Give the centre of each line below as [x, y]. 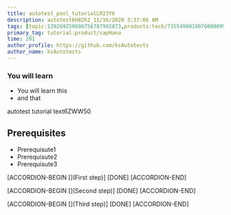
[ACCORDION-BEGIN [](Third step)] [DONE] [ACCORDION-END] [98, 204]
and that [29, 98]
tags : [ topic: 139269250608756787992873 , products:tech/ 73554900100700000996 [118, 26]
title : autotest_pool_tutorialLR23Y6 [61, 13]
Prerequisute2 [37, 157]
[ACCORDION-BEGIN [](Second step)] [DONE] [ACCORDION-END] [101, 190]
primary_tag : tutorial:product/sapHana [64, 33]
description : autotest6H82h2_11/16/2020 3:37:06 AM [82, 20]
